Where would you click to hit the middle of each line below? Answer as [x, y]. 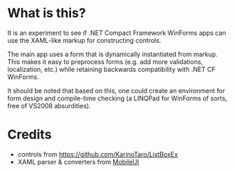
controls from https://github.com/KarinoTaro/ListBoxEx [98, 154]
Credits [30, 135]
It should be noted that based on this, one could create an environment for [116, 90]
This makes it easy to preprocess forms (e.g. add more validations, [105, 61]
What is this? [47, 13]
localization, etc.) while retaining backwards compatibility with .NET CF [111, 69]
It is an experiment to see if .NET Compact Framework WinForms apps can [117, 33]
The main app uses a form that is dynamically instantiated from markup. [113, 54]
